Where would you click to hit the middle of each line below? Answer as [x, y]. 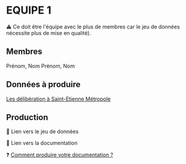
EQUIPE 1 [29, 10]
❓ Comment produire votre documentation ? [60, 155]
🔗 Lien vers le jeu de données [42, 131]
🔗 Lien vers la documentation [42, 143]
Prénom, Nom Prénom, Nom [41, 66]
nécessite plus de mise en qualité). [49, 33]
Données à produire [43, 84]
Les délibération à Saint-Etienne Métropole [59, 99]
